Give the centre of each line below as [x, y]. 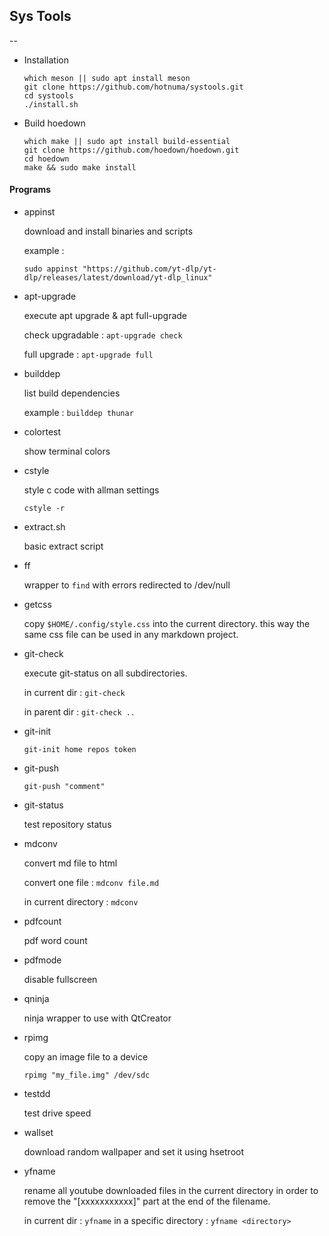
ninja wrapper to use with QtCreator [97, 1018]
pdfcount [42, 921]
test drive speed [57, 1113]
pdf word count [55, 941]
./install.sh [51, 104]
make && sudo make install [80, 167]
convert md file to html [70, 863]
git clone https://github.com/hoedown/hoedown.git [131, 150]
